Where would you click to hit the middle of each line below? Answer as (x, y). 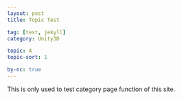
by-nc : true (24, 70)
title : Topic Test (33, 20)
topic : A (20, 51)
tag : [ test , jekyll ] (37, 32)
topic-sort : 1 (27, 58)
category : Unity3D (33, 38)
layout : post (26, 13)
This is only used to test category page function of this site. (91, 89)
